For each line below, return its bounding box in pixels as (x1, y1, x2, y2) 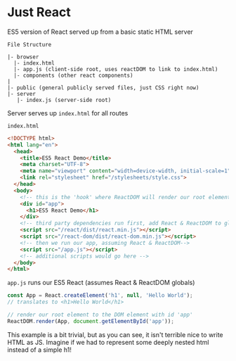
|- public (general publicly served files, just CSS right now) (7, 84, 199, 91)
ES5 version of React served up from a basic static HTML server (7, 27, 193, 36)
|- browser (7, 53, 39, 61)
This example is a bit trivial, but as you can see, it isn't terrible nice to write (7, 330, 223, 338)
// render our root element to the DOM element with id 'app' (7, 311, 193, 319)
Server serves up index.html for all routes (7, 108, 129, 117)
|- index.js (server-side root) (16, 96, 112, 103)
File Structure (7, 41, 52, 48)
